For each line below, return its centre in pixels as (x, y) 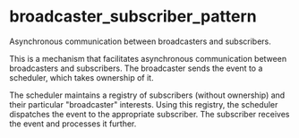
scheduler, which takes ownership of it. (81, 77)
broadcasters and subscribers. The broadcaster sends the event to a (136, 68)
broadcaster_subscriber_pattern (133, 17)
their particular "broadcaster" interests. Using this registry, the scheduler (144, 104)
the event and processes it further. (73, 124)
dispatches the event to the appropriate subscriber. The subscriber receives (149, 114)
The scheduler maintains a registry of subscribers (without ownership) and (147, 95)
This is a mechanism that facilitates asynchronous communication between (148, 58)
